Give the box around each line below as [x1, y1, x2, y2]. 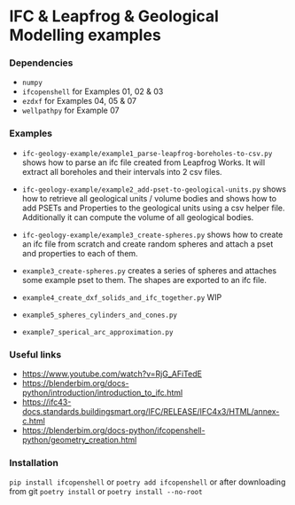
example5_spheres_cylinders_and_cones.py [21, 311, 177, 320]
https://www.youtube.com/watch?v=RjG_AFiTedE [21, 368, 202, 379]
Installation [9, 457, 59, 469]
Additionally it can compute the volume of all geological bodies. [21, 211, 254, 223]
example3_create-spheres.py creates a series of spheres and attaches [21, 264, 277, 276]
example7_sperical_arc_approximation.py [21, 327, 174, 336]
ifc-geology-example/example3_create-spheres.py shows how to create [21, 229, 283, 240]
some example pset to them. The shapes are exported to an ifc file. [21, 274, 268, 285]
